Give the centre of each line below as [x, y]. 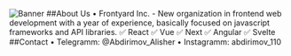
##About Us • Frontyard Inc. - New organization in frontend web [164, 14]
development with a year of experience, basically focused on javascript [140, 23]
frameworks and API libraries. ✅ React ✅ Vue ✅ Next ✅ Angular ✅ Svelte [142, 32]
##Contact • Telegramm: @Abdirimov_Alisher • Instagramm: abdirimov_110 [145, 42]
